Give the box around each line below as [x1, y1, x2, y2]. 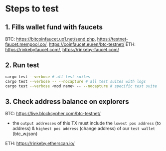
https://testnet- [97, 36, 129, 42]
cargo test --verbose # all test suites [5, 74, 91, 79]
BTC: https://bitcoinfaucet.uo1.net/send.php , [5, 36, 96, 42]
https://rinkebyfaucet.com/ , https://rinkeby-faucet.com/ [5, 47, 120, 52]
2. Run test [5, 61, 39, 70]
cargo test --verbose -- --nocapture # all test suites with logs [5, 79, 146, 84]
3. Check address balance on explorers [5, 97, 130, 106]
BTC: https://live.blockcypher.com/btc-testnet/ [5, 111, 101, 117]
